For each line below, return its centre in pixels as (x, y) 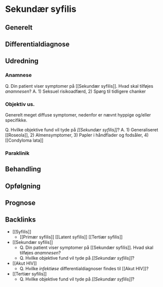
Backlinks (20, 220)
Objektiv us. (20, 104)
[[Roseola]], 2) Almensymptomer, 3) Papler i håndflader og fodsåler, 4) (77, 135)
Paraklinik (17, 153)
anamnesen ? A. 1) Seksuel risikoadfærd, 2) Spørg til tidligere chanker (76, 91)
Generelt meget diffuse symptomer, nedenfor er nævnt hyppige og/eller (78, 115)
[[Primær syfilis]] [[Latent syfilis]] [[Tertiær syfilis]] (71, 237)
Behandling (23, 169)
